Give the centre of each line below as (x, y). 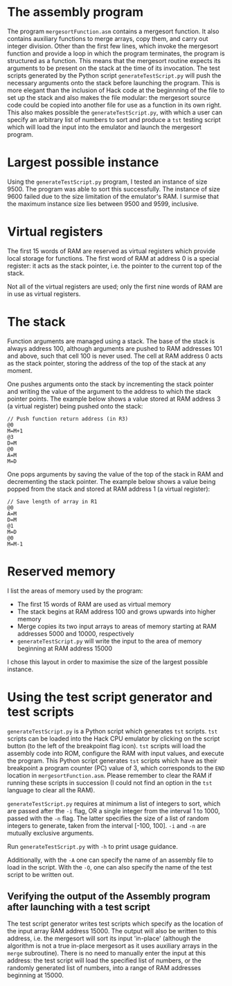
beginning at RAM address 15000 (65, 648)
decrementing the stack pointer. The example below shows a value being (111, 481)
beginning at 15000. (35, 976)
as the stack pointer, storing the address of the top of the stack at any (107, 363)
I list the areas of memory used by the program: (75, 591)
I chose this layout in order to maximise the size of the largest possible (108, 661)
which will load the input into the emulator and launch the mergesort (105, 127)
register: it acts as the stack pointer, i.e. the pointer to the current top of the (115, 266)
